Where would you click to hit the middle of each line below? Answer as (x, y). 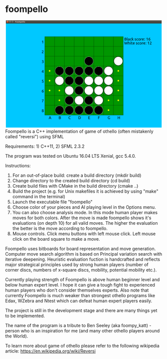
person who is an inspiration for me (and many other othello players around (83, 331)
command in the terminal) (39, 196)
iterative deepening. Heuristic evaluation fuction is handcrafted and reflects (83, 259)
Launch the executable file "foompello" (53, 202)
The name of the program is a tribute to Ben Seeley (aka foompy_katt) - (78, 325)
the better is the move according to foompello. (60, 228)
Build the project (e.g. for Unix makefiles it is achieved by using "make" (85, 191)
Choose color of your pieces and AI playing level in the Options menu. (84, 207)
